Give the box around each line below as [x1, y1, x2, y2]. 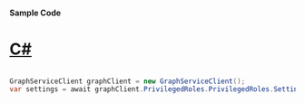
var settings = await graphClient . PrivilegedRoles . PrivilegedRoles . [9, 85, 274, 94]
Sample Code [9, 7, 62, 18]
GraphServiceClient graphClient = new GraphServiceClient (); [9, 77, 246, 86]
